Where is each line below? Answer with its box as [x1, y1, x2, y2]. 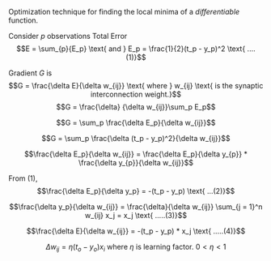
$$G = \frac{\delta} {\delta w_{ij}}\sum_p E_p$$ [56, 102, 216, 112]
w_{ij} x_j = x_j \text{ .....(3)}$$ [84, 211, 188, 220]
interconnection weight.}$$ [90, 89, 182, 99]
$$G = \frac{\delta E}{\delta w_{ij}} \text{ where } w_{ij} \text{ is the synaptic [8, 81, 264, 90]
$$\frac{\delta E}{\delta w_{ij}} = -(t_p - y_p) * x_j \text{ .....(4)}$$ [26, 226, 246, 236]
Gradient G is [8, 68, 53, 78]
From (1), [8, 173, 38, 183]
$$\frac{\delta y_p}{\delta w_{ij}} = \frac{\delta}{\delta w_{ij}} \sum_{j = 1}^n [9, 202, 263, 212]
